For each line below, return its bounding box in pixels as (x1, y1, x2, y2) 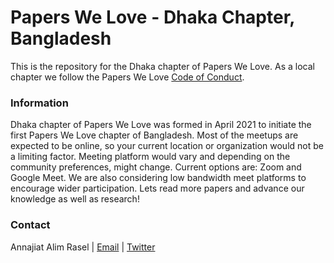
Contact (10, 218, 51, 232)
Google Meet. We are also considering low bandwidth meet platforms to (10, 172, 307, 184)
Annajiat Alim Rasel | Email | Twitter (10, 241, 156, 253)
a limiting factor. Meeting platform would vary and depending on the (10, 151, 291, 163)
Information (10, 96, 69, 110)
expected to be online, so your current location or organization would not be (10, 140, 324, 152)
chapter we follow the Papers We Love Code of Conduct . (10, 71, 245, 83)
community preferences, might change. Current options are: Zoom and (10, 161, 302, 173)
